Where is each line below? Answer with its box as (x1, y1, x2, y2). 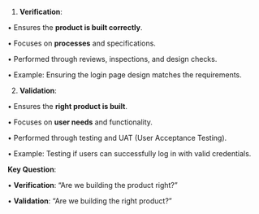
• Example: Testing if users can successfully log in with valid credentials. (7, 149, 252, 158)
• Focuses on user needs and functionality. (7, 117, 153, 127)
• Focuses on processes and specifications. (7, 38, 156, 48)
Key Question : (7, 164, 57, 174)
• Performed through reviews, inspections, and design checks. (7, 55, 218, 63)
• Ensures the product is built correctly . (7, 23, 143, 32)
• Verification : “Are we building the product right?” (7, 181, 178, 190)
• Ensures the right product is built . (7, 102, 127, 111)
